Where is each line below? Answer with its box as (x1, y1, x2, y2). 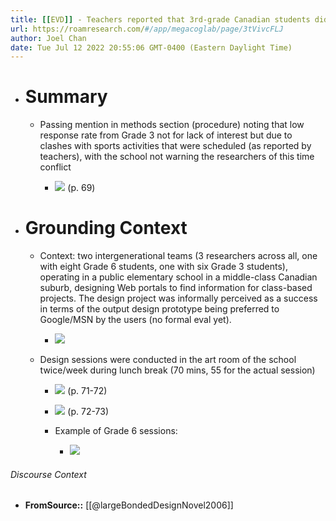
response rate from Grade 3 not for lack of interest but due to (39, 129, 293, 141)
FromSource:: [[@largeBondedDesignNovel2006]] (24, 499, 234, 511)
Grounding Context (24, 217, 188, 240)
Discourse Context (10, 468, 87, 480)
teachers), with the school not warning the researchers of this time (39, 151, 315, 163)
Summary (24, 86, 108, 108)
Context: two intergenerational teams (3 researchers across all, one (39, 250, 318, 262)
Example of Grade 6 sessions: (54, 425, 178, 437)
